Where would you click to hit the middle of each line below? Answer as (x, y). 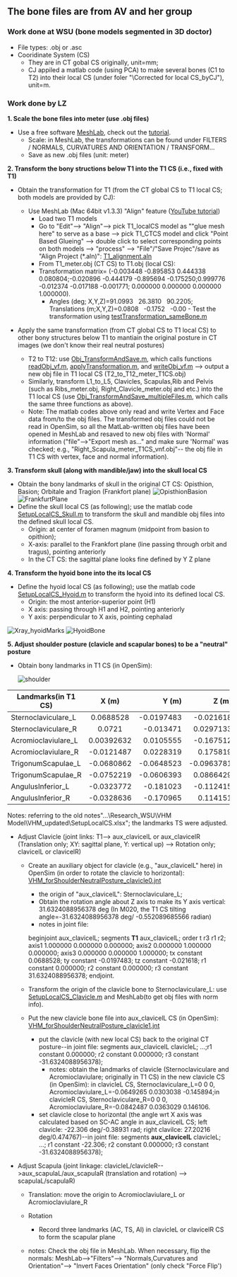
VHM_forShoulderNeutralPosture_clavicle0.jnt (95, 880)
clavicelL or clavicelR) (49, 852)
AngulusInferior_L (40, 786)
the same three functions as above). (80, 403)
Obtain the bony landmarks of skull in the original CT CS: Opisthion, (115, 483)
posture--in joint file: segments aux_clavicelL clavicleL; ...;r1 (126, 1046)
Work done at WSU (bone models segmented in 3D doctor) (110, 32)
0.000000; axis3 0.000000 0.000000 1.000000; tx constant (115, 953)
